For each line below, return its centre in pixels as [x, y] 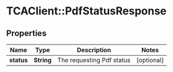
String [43, 60]
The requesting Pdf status [94, 60]
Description [94, 50]
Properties [26, 33]
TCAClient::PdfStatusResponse [86, 11]
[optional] [150, 60]
